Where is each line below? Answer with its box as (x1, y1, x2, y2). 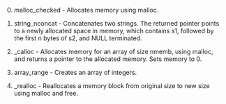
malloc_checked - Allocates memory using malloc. (13, 6, 159, 14)
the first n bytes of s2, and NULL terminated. (13, 34, 142, 42)
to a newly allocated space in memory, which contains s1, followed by (13, 27, 214, 35)
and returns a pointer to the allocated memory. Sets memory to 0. (13, 55, 202, 63)
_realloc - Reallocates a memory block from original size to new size (13, 82, 211, 89)
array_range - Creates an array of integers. (13, 69, 137, 76)
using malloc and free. (13, 89, 79, 97)
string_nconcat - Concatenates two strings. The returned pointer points (13, 19, 220, 27)
